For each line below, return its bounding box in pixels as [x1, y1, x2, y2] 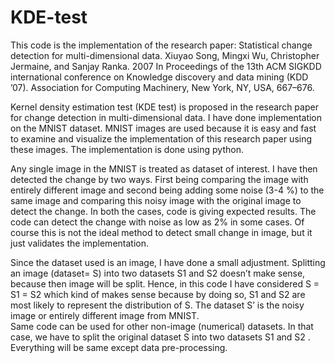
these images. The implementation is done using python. [10, 143, 244, 155]
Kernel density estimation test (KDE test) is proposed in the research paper [10, 101, 319, 113]
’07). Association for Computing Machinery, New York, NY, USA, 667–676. [10, 81, 315, 93]
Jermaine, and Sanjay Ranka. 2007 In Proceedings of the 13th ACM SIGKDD [10, 60, 322, 72]
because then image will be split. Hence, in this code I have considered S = [10, 277, 320, 290]
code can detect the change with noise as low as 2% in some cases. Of [10, 216, 305, 228]
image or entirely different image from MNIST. [10, 309, 200, 321]
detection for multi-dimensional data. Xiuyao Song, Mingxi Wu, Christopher [10, 49, 320, 61]
